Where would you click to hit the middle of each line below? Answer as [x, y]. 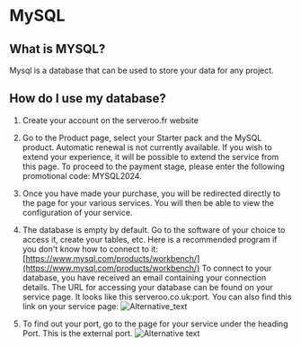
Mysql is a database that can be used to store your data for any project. [142, 70]
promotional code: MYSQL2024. [82, 175]
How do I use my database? [88, 98]
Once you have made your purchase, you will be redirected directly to [151, 193]
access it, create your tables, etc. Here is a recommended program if [150, 239]
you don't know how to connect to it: [90, 249]
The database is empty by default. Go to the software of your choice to [154, 229]
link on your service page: [71, 306]
